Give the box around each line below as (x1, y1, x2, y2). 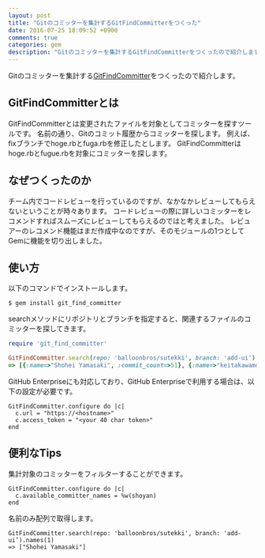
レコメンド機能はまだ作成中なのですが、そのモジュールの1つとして (28, 226, 245, 236)
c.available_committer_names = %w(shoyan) (15, 492, 157, 500)
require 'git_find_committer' (8, 340, 108, 348)
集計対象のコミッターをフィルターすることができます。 (8, 469, 188, 478)
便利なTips (8, 447, 62, 460)
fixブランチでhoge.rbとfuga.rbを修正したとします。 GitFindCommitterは (8, 138, 242, 148)
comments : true (8, 33, 58, 42)
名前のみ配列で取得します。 (8, 513, 98, 522)
